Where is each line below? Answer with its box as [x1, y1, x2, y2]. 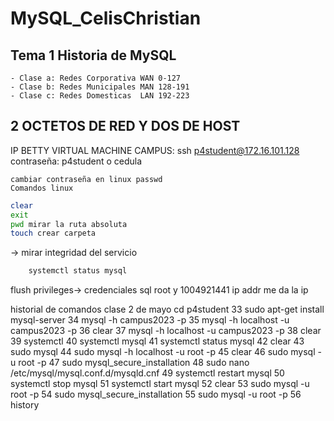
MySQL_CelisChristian [10, 7, 202, 30]
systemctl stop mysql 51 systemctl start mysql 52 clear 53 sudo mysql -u [10, 378, 310, 390]
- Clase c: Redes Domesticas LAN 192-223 [10, 91, 190, 101]
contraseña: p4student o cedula [10, 155, 143, 167]
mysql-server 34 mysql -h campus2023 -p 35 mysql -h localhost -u [10, 314, 290, 326]
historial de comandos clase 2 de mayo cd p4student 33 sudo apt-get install [10, 303, 325, 316]
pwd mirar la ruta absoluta [10, 219, 128, 229]
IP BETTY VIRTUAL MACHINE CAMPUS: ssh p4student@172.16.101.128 [10, 144, 300, 156]
